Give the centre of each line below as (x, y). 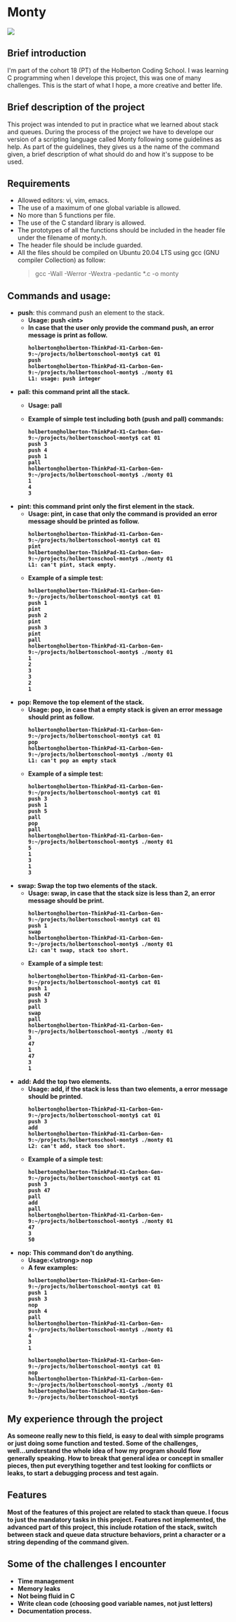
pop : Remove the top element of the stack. (81, 702)
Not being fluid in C (46, 1596)
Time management (46, 1581)
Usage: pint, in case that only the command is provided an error (123, 514)
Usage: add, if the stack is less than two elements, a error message (128, 1089)
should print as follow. (61, 717)
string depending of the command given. (68, 1542)
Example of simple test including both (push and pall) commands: (126, 419)
